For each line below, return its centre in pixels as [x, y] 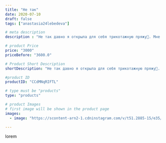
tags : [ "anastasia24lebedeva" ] [37, 23]
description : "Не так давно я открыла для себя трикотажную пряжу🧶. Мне [83, 37]
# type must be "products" [33, 91]
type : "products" [23, 96]
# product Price [22, 46]
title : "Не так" [22, 10]
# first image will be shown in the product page [57, 109]
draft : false [19, 19]
